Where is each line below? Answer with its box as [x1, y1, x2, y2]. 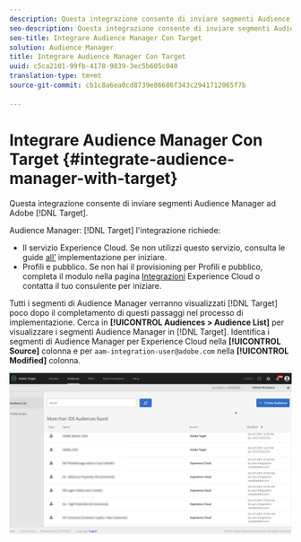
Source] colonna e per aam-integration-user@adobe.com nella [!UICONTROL [9, 345, 289, 356]
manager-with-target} [9, 168, 178, 188]
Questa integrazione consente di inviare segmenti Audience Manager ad [9, 197, 276, 208]
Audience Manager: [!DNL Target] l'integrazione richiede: [9, 224, 221, 235]
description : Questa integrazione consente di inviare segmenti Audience [9, 14, 291, 23]
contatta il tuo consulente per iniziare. [21, 280, 162, 291]
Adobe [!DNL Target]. [9, 207, 89, 218]
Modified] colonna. [9, 354, 81, 365]
